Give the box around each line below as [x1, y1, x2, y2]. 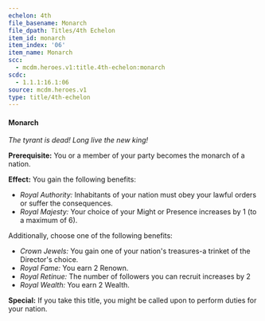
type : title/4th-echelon [8, 93, 91, 101]
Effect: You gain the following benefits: [8, 174, 137, 184]
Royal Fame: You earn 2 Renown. [19, 264, 129, 273]
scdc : [8, 71, 26, 79]
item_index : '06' [8, 41, 66, 49]
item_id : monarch [8, 33, 66, 42]
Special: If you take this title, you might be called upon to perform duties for [8, 296, 257, 305]
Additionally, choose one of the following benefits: [8, 231, 173, 241]
